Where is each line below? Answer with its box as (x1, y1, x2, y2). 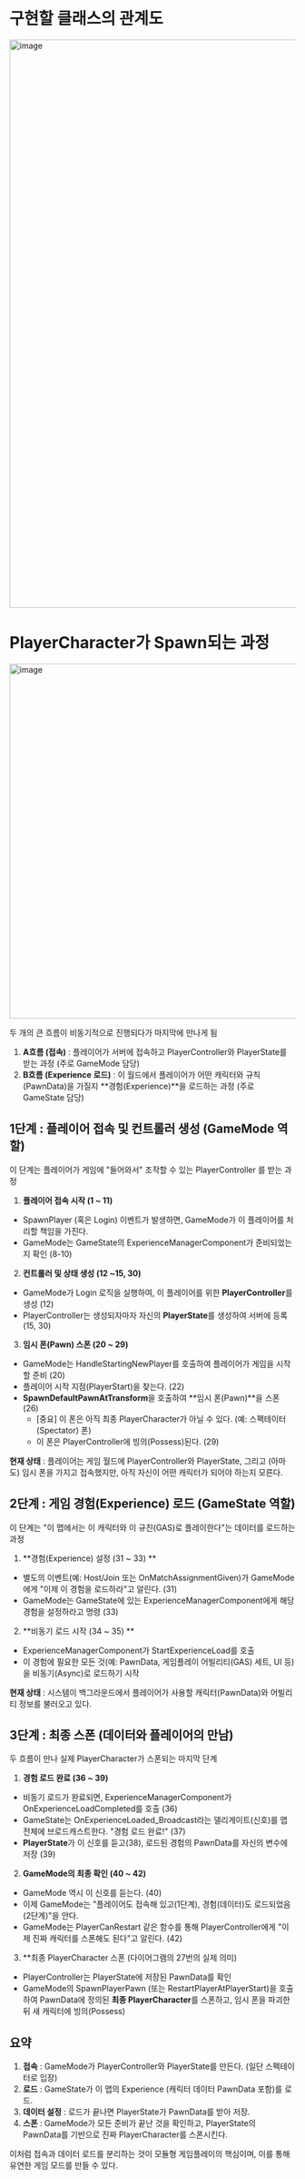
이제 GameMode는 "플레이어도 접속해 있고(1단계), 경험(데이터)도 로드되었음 (22, 1899, 291, 1910)
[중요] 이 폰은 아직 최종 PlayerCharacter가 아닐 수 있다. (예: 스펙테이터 (35, 1413, 287, 1424)
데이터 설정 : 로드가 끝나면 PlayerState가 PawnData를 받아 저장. (22, 2106, 251, 2117)
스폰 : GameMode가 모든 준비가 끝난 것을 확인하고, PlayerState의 (22, 2118, 256, 2129)
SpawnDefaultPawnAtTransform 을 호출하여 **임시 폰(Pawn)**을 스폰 (22, 1392, 280, 1403)
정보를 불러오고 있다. (18, 1698, 93, 1709)
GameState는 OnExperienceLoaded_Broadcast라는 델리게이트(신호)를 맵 (22, 1815, 288, 1826)
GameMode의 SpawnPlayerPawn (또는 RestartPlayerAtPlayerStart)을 (22, 1983, 277, 1994)
